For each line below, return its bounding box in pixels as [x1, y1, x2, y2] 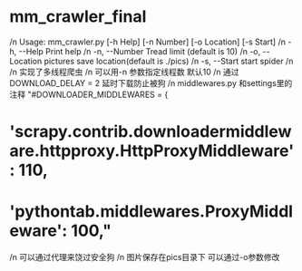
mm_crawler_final [9, 6, 147, 27]
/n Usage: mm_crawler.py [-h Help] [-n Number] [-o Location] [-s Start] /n [9, 36, 286, 47]
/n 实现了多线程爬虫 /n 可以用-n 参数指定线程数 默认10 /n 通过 [9, 66, 239, 77]
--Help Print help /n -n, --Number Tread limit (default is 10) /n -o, [18, 45, 261, 56]
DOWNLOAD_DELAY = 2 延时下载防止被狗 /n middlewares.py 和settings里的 [9, 77, 293, 88]
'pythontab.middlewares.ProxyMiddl [9, 201, 293, 222]
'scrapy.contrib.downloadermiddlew [9, 121, 292, 142]
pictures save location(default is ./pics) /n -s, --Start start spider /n [44, 55, 294, 66]
